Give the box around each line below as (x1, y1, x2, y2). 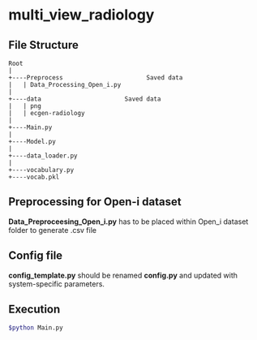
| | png (8, 102, 42, 110)
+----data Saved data (8, 95, 161, 103)
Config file (8, 249, 63, 263)
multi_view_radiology (8, 6, 155, 24)
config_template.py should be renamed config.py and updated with (8, 270, 238, 280)
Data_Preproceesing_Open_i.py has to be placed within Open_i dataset (8, 217, 249, 226)
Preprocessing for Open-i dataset (8, 195, 182, 209)
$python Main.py (8, 324, 63, 332)
